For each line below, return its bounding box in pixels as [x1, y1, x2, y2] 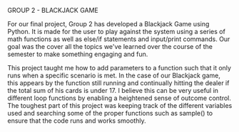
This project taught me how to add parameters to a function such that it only [7, 64, 232, 72]
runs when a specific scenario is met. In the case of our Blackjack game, [7, 71, 221, 79]
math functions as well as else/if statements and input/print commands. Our [7, 35, 230, 43]
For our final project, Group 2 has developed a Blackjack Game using [7, 20, 210, 28]
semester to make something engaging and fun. [7, 50, 148, 58]
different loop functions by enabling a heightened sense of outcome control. [7, 94, 232, 102]
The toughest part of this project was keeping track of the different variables [7, 101, 233, 109]
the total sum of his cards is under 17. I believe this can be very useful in [7, 87, 219, 94]
